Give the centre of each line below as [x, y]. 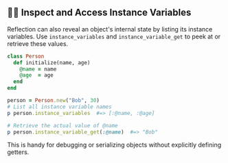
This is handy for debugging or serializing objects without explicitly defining [114, 145]
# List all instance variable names [59, 107]
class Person [26, 56]
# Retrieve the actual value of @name [62, 125]
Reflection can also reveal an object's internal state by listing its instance [110, 29]
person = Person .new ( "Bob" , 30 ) [53, 101]
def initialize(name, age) [52, 62]
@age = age [36, 75]
